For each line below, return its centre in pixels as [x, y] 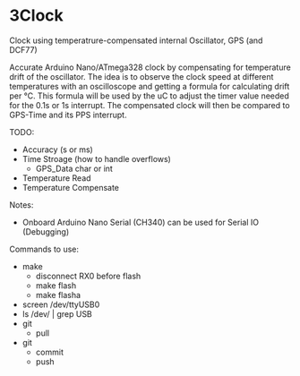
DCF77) [23, 49]
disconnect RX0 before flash [88, 276]
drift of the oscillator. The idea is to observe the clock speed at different [141, 76]
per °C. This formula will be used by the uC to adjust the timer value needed [149, 96]
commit [50, 352]
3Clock [37, 16]
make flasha [58, 295]
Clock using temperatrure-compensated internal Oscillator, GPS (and [136, 40]
